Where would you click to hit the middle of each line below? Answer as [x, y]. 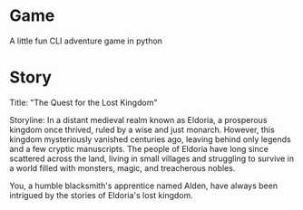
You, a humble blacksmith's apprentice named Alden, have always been [144, 186]
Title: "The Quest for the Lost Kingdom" [83, 102]
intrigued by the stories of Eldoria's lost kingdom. [101, 195]
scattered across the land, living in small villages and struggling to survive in [152, 158]
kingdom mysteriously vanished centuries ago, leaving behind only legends [151, 139]
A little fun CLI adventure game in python [86, 41]
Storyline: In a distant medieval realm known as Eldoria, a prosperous [138, 119]
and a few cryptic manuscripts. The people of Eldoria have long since [139, 148]
